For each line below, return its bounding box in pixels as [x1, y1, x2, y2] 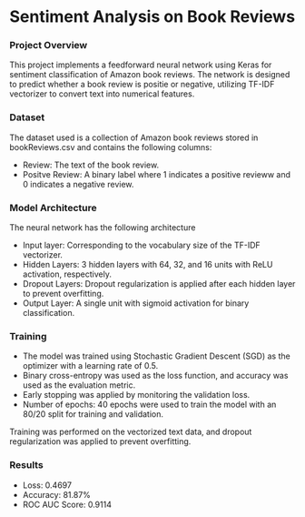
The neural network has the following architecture [9, 222, 196, 233]
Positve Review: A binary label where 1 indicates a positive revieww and [22, 168, 291, 179]
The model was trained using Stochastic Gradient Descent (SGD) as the [22, 350, 290, 361]
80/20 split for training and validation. [22, 409, 164, 420]
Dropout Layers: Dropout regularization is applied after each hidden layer [22, 279, 296, 289]
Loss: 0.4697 [22, 480, 73, 491]
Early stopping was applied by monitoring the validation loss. [22, 390, 251, 400]
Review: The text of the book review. [22, 159, 160, 170]
